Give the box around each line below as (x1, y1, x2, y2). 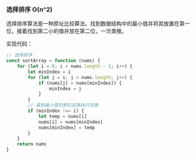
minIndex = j (49, 86, 82, 92)
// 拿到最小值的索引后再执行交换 (28, 102, 99, 108)
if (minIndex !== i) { (28, 108, 85, 114)
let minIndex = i (28, 69, 71, 75)
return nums (17, 141, 47, 147)
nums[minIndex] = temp (38, 124, 95, 130)
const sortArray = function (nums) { (6, 58, 101, 64)
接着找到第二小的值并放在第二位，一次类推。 (16, 28, 127, 35)
